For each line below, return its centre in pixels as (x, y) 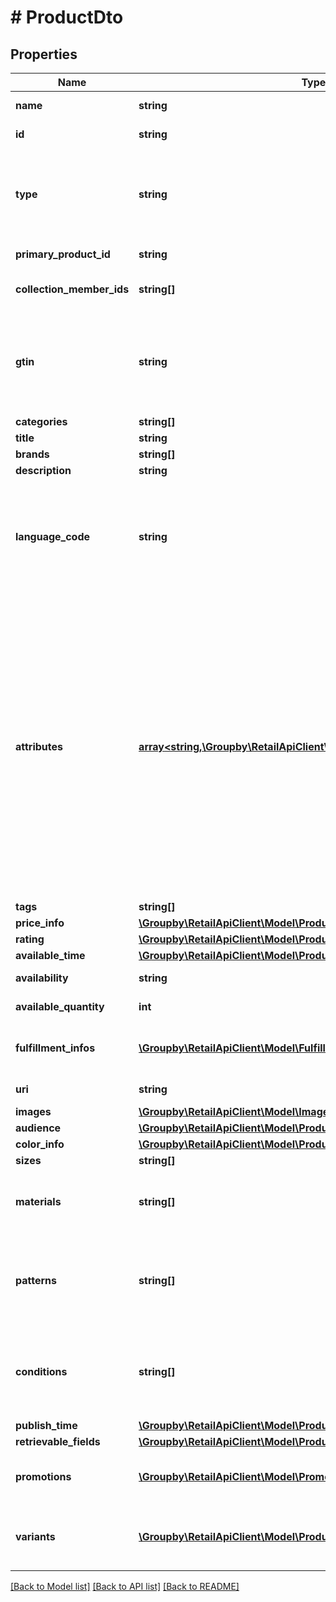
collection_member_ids (72, 289)
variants (35, 1536)
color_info (40, 1144)
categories (41, 421)
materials (38, 1201)
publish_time (46, 1425)
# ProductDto (67, 17)
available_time (50, 955)
